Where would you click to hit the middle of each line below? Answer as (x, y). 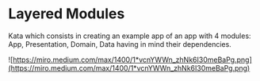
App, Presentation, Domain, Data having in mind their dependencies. (120, 44)
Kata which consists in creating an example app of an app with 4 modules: (130, 36)
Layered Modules (67, 14)
